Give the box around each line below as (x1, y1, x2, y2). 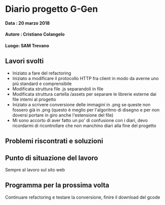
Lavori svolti (5, 57, 44, 65)
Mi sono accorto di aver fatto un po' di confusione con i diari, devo (12, 117, 148, 123)
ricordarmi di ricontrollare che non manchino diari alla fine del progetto (12, 123, 157, 128)
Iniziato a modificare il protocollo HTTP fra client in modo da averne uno (12, 75, 159, 81)
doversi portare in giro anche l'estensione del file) (12, 112, 114, 118)
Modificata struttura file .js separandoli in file (12, 85, 104, 92)
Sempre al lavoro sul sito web (5, 166, 65, 172)
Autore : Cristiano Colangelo (5, 31, 65, 38)
